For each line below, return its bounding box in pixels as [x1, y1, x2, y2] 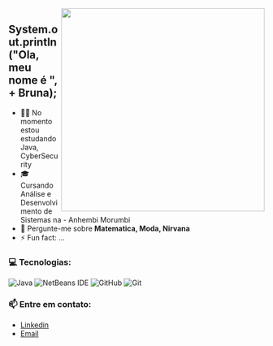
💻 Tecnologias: [8, 256, 71, 267]
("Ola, [8, 48, 39, 62]
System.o [8, 23, 58, 37]
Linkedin [19, 320, 50, 330]
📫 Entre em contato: [8, 299, 92, 310]
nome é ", [8, 73, 58, 88]
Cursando [19, 180, 54, 190]
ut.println [8, 36, 57, 50]
